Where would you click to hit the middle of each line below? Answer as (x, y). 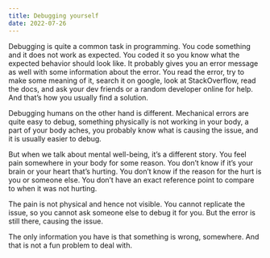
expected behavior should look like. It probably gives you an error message (133, 63)
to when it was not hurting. (53, 188)
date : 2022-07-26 (37, 23)
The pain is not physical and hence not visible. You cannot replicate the (127, 204)
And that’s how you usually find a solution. (79, 97)
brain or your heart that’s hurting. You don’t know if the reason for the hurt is (135, 171)
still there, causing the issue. (56, 221)
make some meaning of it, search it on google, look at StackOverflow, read (132, 80)
